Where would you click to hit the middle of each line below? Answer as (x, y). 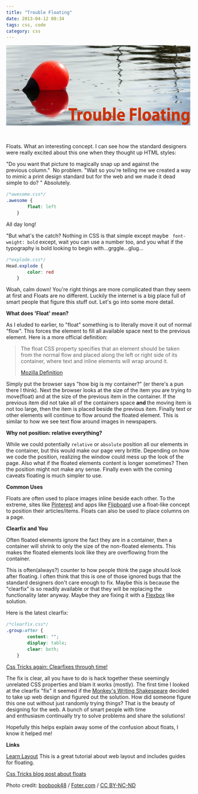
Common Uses (24, 487)
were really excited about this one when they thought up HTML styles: (91, 152)
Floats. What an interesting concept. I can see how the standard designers (96, 147)
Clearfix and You (27, 529)
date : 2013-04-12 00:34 (35, 19)
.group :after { (25, 631)
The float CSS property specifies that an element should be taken (100, 349)
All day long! (21, 224)
